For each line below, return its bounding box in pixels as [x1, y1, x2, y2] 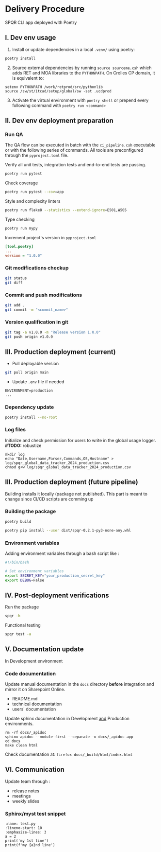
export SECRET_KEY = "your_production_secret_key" [5, 573, 105, 578]
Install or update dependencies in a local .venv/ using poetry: [12, 46, 135, 52]
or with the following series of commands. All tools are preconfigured [5, 147, 144, 153]
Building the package [5, 508, 56, 515]
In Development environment [5, 658, 63, 664]
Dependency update [5, 404, 54, 410]
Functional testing [5, 622, 41, 628]
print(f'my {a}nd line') [5, 843, 55, 848]
